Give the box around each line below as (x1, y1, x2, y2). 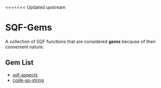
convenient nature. (5, 44, 44, 50)
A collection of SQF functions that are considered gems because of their (5, 38, 156, 44)
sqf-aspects (12, 71, 38, 77)
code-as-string (12, 77, 44, 83)
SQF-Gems (5, 22, 52, 33)
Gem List (5, 58, 34, 67)
